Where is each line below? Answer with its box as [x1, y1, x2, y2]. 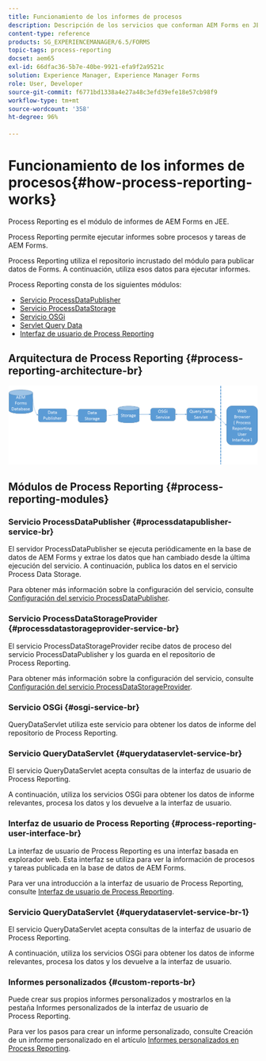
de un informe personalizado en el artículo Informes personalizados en [8, 1036, 239, 1045]
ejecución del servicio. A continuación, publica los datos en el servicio [8, 561, 237, 571]
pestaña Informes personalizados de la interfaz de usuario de [8, 1003, 209, 1013]
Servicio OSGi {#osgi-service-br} [8, 702, 140, 713]
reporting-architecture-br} [8, 364, 143, 378]
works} [8, 190, 57, 209]
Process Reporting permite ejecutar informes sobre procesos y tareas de [8, 232, 246, 241]
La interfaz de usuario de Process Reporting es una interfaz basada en [8, 846, 239, 855]
